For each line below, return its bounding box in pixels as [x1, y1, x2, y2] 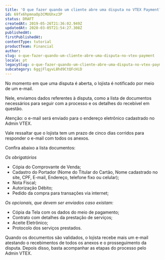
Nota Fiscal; [12, 180, 37, 186]
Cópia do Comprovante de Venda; [12, 164, 81, 170]
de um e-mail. [5, 86, 33, 91]
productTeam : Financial [5, 44, 54, 49]
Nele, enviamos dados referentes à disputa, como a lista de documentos [5, 95, 152, 101]
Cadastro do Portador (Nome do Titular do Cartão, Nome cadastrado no [12, 169, 158, 175]
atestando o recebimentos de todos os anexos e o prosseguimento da [5, 240, 147, 246]
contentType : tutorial [5, 39, 52, 44]
